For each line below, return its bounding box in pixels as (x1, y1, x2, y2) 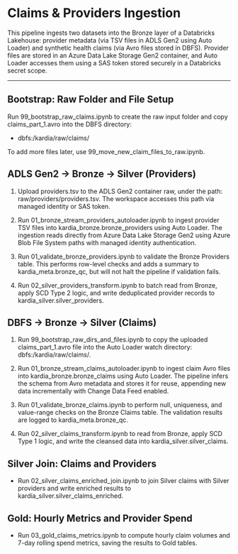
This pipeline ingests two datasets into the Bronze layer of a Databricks (7, 28, 215, 37)
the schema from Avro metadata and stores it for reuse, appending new (17, 379, 227, 388)
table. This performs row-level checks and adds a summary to (17, 259, 200, 268)
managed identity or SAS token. (17, 202, 111, 210)
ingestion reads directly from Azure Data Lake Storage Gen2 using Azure (17, 231, 231, 239)
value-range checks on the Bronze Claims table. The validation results (17, 408, 223, 417)
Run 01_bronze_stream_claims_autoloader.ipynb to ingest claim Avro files (17, 364, 231, 373)
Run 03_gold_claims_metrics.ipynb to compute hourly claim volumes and (17, 531, 230, 539)
